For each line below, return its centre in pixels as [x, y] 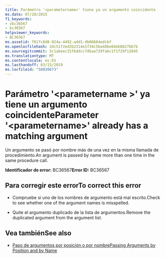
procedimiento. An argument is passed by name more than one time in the [80, 155]
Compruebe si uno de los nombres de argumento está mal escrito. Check [86, 197]
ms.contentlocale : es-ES [31, 60]
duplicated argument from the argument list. [57, 217]
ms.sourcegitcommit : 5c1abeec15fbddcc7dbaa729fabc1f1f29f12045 [72, 51]
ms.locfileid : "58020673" [32, 70]
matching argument [46, 136]
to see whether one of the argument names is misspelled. [71, 203]
